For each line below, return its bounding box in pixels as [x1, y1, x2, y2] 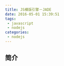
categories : [5, 30, 29, 35]
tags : [5, 16, 16, 21]
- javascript [7, 21, 34, 26]
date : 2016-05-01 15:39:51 [5, 12, 60, 17]
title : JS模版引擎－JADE [5, 7, 52, 12]
